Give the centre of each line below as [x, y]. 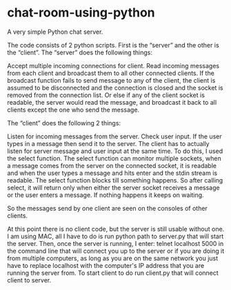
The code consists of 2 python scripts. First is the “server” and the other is [113, 45]
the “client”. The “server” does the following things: [80, 52]
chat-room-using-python [81, 13]
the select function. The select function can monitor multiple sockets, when [114, 158]
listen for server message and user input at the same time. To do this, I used [115, 151]
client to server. [29, 280]
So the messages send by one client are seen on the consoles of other [108, 208]
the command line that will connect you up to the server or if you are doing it [116, 251]
